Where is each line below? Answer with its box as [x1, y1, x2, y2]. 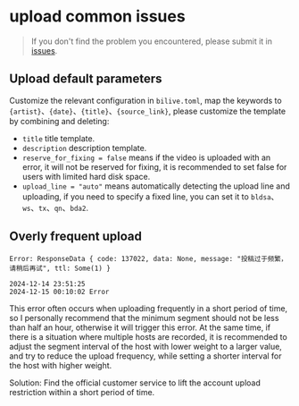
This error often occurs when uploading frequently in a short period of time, [9, 302, 288, 314]
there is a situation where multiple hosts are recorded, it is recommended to [9, 331, 287, 342]
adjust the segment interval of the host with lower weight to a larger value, [9, 341, 283, 351]
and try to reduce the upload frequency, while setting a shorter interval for [9, 351, 283, 361]
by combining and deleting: [9, 115, 110, 126]
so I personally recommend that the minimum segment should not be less [9, 312, 279, 323]
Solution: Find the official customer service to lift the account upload [9, 377, 262, 388]
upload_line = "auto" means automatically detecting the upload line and [21, 181, 290, 191]
